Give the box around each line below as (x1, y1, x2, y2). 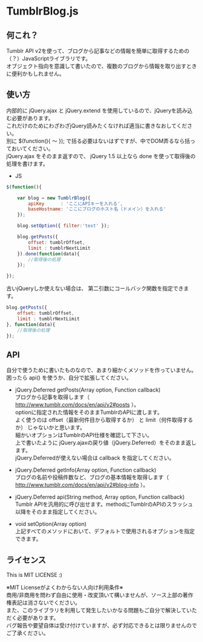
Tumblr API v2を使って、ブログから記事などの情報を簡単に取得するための (6, 47, 190, 54)
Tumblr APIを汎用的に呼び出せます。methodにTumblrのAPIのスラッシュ (15, 500, 193, 508)
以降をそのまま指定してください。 (15, 508, 100, 516)
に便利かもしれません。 (6, 70, 65, 77)
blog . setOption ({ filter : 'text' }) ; (17, 223, 110, 229)
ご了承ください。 (6, 629, 49, 637)
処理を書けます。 (6, 160, 48, 167)
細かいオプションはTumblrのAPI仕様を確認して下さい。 (15, 432, 153, 439)
